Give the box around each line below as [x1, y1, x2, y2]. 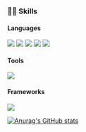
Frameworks [7, 87, 45, 95]
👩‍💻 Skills [7, 6, 38, 16]
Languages [7, 24, 41, 32]
